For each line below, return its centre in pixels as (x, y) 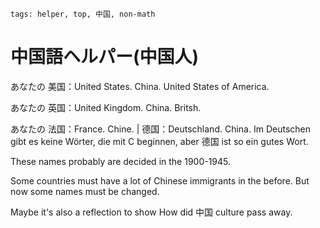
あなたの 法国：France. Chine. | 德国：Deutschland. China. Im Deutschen (160, 129)
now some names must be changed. (85, 191)
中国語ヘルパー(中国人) (105, 57)
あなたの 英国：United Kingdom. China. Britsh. (106, 107)
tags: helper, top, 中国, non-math (83, 14)
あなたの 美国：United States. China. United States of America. (140, 86)
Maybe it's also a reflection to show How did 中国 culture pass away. (151, 212)
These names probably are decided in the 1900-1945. (121, 161)
